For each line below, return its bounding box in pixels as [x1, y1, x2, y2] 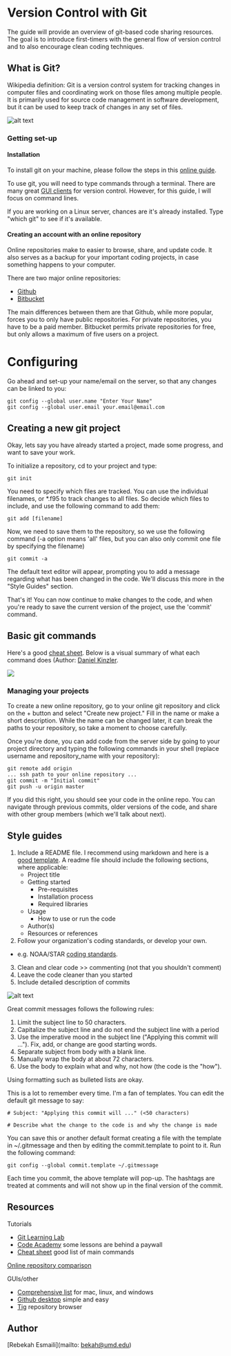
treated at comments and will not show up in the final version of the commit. [7, 1181, 223, 1190]
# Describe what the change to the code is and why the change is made [7, 1121, 217, 1129]
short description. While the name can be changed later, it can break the [7, 716, 212, 725]
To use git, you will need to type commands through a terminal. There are [7, 179, 216, 187]
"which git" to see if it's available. [7, 214, 102, 222]
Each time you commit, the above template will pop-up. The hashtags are [7, 1174, 215, 1182]
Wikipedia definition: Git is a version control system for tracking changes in [7, 81, 221, 89]
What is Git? [7, 62, 61, 74]
